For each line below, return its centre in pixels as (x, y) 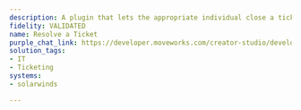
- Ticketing (31, 68)
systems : (26, 76)
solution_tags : (38, 51)
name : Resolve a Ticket (54, 34)
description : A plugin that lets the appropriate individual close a (142, 17)
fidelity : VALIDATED (48, 26)
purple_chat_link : (43, 42)
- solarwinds (34, 84)
